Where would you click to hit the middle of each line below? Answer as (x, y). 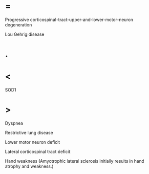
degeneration (19, 24)
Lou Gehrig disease (25, 34)
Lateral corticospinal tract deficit (38, 152)
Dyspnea (14, 123)
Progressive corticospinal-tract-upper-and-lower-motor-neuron (69, 20)
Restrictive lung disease (29, 133)
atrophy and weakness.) (29, 166)
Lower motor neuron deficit (32, 142)
